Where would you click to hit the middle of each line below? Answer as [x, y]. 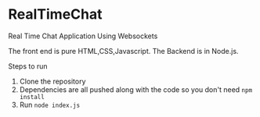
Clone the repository [52, 81]
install [32, 97]
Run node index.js [50, 105]
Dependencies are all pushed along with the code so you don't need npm [136, 89]
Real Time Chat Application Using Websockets [83, 36]
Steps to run [28, 66]
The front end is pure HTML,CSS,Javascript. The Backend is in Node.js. [123, 51]
